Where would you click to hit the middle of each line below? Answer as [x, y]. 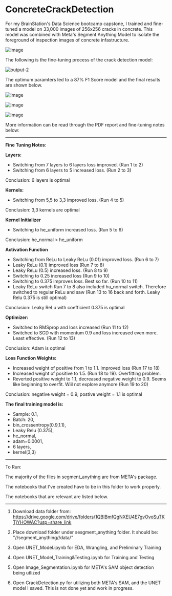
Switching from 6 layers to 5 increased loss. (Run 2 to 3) [72, 170]
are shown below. [24, 85]
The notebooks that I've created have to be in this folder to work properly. [83, 486]
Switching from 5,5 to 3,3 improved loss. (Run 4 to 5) [68, 200]
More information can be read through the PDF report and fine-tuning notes [85, 124]
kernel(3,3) [24, 452]
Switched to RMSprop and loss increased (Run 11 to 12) [71, 327]
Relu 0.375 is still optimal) [40, 297]
